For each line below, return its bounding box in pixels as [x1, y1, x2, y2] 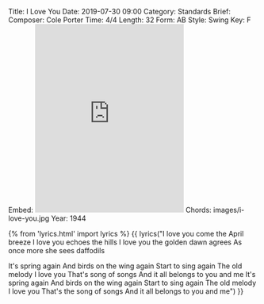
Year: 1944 [51, 214, 86, 223]
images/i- [212, 206, 245, 214]
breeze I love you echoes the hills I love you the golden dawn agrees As [8, 237, 243, 247]
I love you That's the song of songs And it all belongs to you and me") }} [8, 287, 244, 296]
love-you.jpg [8, 214, 50, 223]
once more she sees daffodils [8, 246, 105, 255]
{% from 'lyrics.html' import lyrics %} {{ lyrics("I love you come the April [8, 229, 244, 238]
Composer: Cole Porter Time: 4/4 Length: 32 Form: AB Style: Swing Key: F [8, 15, 251, 25]
